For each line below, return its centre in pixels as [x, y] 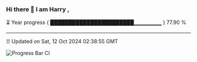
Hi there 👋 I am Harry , [38, 9]
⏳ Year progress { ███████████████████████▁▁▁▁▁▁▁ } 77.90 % [96, 22]
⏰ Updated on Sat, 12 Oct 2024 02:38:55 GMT [62, 42]
